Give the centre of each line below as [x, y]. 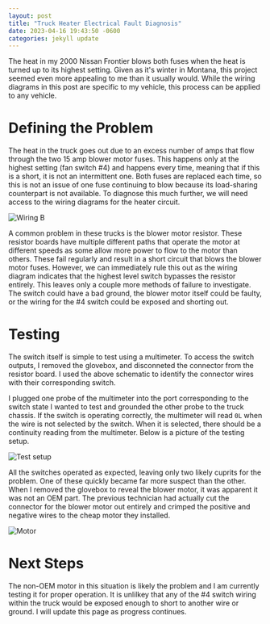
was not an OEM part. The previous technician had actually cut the [119, 498]
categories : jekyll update [54, 38]
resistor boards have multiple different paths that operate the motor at [124, 242]
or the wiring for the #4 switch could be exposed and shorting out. [119, 302]
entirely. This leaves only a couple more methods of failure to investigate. [130, 285]
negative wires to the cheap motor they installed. [89, 515]
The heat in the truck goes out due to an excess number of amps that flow [131, 151]
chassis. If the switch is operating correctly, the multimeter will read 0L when [135, 416]
